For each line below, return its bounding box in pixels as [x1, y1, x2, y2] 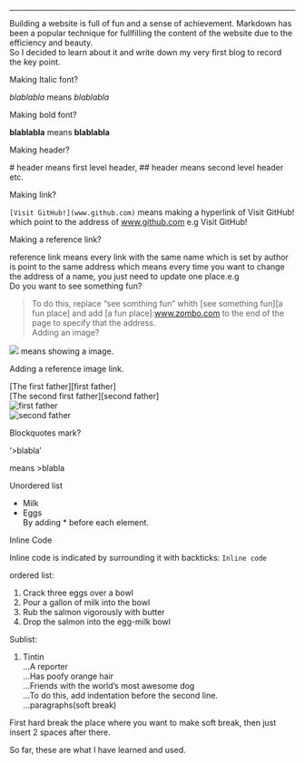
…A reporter [22, 661, 69, 671]
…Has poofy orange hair [22, 671, 114, 681]
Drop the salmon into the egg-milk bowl [22, 616, 171, 627]
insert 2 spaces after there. [9, 727, 111, 738]
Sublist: [9, 634, 38, 644]
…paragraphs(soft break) [22, 700, 117, 710]
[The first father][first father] [9, 381, 116, 391]
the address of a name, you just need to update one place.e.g [9, 271, 240, 281]
